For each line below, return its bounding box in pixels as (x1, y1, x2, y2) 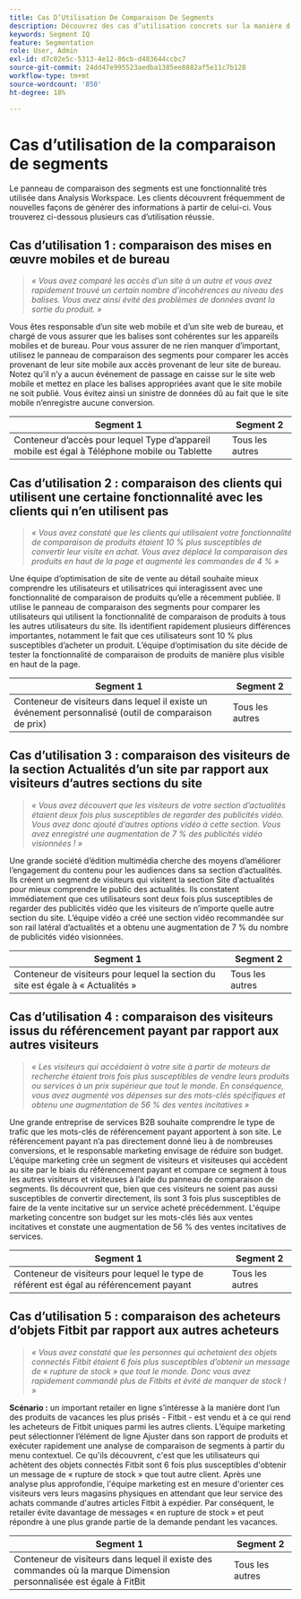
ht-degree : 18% (9, 88, 66, 97)
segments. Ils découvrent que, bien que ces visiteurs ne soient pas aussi (9, 1183, 278, 1194)
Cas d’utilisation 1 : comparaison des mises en (9, 237, 272, 253)
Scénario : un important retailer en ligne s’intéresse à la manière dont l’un (9, 1402, 280, 1413)
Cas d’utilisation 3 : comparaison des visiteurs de (9, 748, 291, 763)
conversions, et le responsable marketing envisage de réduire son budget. (9, 1145, 284, 1156)
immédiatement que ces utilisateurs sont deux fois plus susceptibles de (9, 893, 273, 904)
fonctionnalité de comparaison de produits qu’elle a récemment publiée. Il (9, 592, 280, 603)
